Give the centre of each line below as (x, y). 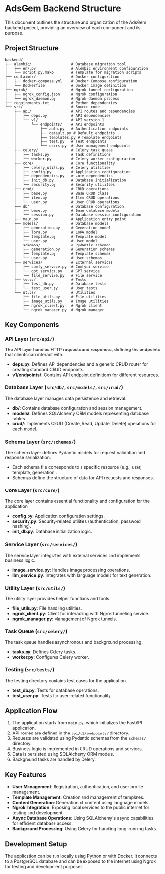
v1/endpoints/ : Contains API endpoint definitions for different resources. (86, 375)
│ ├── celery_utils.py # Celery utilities (62, 167)
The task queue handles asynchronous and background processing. (74, 642)
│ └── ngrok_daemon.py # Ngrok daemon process (62, 98)
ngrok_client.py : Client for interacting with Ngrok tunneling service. (81, 613)
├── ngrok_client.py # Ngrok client (62, 305)
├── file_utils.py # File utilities (65, 297)
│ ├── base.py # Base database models (67, 210)
